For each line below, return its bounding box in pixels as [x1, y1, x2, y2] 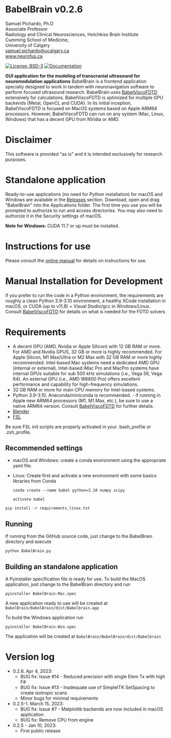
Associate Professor [5, 26, 48, 32]
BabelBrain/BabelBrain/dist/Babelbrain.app [5, 606, 100, 611]
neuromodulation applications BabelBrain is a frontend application [5, 78, 147, 84]
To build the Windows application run [5, 614, 84, 621]
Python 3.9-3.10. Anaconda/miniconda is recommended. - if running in [12, 392, 161, 398]
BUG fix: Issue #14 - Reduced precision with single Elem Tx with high [20, 674, 165, 679]
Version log [5, 651, 55, 663]
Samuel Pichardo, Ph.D [5, 20, 54, 27]
